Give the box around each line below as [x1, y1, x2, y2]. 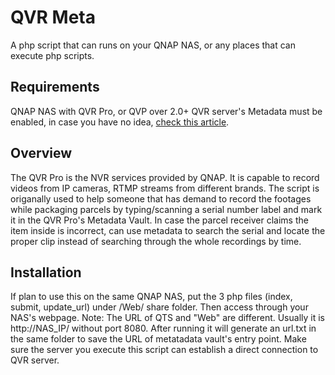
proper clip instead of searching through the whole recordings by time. [10, 235, 302, 247]
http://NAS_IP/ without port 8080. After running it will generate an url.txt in [10, 322, 317, 335]
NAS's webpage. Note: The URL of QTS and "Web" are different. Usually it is [10, 312, 325, 324]
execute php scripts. [10, 49, 95, 61]
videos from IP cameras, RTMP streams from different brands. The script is [10, 182, 320, 194]
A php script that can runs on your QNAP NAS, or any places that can [10, 39, 297, 51]
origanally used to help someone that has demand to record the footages [10, 192, 312, 205]
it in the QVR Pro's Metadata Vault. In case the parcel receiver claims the [10, 214, 309, 226]
